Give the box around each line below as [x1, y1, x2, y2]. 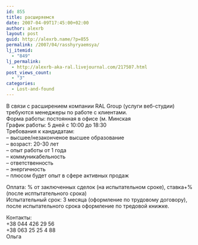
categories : [6, 81, 36, 87]
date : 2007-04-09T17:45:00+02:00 [6, 20, 89, 26]
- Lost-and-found [11, 86, 55, 92]
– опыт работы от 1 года [6, 146, 67, 153]
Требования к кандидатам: [6, 127, 75, 134]
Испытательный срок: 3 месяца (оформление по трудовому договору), [6, 196, 188, 203]
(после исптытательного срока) [6, 190, 87, 197]
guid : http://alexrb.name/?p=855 [6, 36, 89, 42]
